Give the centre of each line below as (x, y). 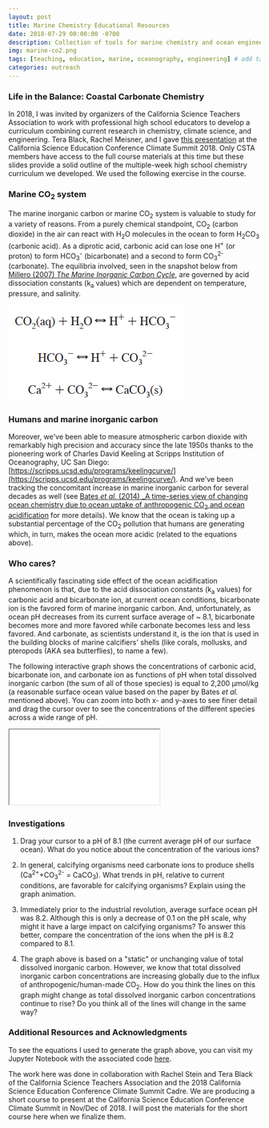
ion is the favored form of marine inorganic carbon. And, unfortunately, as (130, 608)
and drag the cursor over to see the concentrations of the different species (132, 709)
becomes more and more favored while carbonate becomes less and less (129, 625)
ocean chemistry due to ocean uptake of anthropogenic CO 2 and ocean (127, 506)
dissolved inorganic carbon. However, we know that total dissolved (130, 967)
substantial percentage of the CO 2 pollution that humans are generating (126, 524)
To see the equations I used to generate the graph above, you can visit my (131, 1050)
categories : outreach (44, 68)
